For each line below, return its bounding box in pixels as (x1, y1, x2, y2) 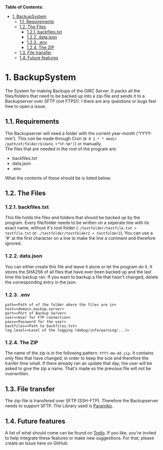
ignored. (5, 241, 22, 246)
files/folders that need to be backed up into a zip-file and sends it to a (5, 93, 145, 99)
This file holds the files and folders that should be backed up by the (5, 215, 140, 221)
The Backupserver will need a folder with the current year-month (5, 130, 135, 136)
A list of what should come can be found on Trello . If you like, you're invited (5, 430, 157, 435)
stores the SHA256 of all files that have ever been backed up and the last (5, 269, 152, 275)
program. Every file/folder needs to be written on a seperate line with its (5, 220, 149, 225)
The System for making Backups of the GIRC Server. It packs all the (5, 87, 140, 94)
